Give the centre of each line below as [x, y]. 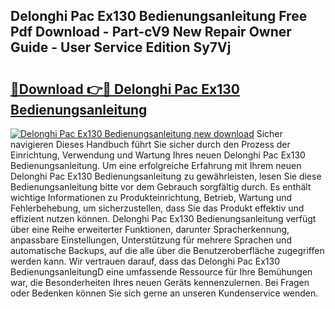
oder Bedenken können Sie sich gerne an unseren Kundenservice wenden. [164, 293]
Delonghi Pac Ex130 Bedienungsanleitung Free [159, 16]
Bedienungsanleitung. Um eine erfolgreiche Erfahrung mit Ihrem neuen [156, 165]
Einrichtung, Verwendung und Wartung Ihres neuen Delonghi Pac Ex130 [158, 155]
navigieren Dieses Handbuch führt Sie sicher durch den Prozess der [150, 144]
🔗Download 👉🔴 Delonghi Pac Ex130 [125, 89]
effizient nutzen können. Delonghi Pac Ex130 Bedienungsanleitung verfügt [163, 218]
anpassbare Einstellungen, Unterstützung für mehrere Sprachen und [151, 240]
